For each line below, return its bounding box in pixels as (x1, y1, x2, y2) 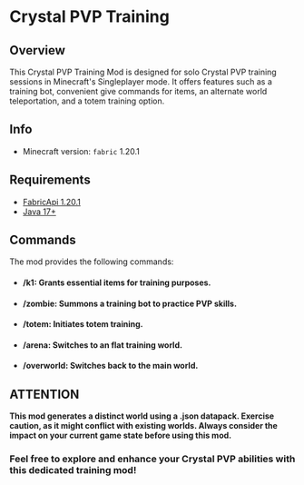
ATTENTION (9, 386, 80, 401)
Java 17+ (22, 206, 56, 217)
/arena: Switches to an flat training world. (22, 339, 183, 351)
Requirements (9, 173, 91, 188)
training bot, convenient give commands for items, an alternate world (9, 86, 268, 96)
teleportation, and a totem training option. (9, 95, 165, 106)
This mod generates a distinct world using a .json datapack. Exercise (9, 411, 275, 421)
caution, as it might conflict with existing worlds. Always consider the (9, 421, 279, 431)
